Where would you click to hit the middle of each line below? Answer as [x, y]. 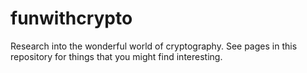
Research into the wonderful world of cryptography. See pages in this [154, 46]
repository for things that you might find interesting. [116, 56]
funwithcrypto [71, 18]
